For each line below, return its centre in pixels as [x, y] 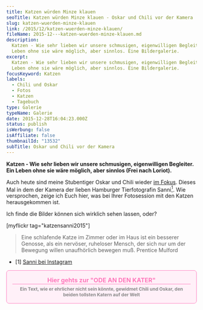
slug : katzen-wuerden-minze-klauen [51, 23]
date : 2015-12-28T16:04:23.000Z [47, 118]
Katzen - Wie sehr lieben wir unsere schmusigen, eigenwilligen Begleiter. [100, 164]
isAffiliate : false [31, 136]
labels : [16, 79]
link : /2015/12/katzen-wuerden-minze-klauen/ [64, 29]
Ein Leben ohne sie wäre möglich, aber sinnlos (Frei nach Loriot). [89, 170]
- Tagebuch [25, 102]
